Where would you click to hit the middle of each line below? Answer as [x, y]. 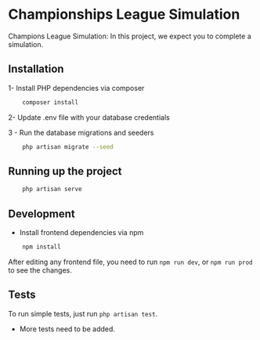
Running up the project [65, 171]
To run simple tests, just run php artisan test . [83, 313]
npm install [42, 247]
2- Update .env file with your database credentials [89, 117]
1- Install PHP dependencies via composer [76, 88]
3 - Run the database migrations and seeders [81, 132]
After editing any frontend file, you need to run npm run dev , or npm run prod [130, 262]
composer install [51, 102]
